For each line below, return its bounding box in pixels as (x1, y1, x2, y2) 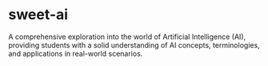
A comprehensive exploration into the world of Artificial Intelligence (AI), (8, 32, 246, 41)
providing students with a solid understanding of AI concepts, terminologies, (8, 40, 260, 49)
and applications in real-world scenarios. (8, 49, 143, 58)
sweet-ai (8, 6, 69, 24)
